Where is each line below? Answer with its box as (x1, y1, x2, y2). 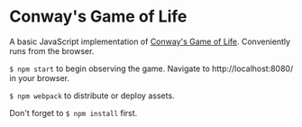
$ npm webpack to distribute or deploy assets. (9, 90, 175, 101)
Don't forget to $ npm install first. (9, 107, 138, 118)
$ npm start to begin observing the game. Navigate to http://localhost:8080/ (9, 63, 294, 74)
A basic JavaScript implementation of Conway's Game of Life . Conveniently (9, 36, 291, 47)
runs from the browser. (9, 45, 95, 56)
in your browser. (9, 72, 70, 83)
